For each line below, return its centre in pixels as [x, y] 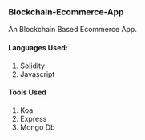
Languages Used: [38, 47]
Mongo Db [37, 127]
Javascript [37, 74]
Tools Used [27, 92]
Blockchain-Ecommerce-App [66, 12]
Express [33, 118]
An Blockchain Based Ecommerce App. [73, 30]
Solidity [32, 66]
